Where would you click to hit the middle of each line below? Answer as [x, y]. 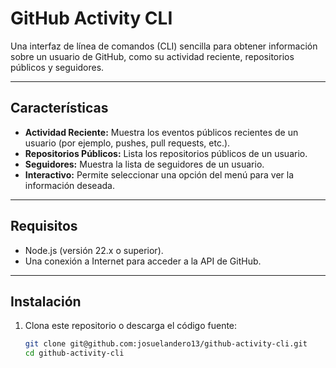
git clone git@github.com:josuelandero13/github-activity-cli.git [166, 344]
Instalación [46, 301]
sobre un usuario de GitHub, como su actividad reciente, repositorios [152, 56]
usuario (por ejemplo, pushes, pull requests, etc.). [127, 143]
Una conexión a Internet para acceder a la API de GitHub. [143, 261]
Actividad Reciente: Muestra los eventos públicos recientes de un [161, 132]
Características [59, 108]
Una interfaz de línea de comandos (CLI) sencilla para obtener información [164, 46]
